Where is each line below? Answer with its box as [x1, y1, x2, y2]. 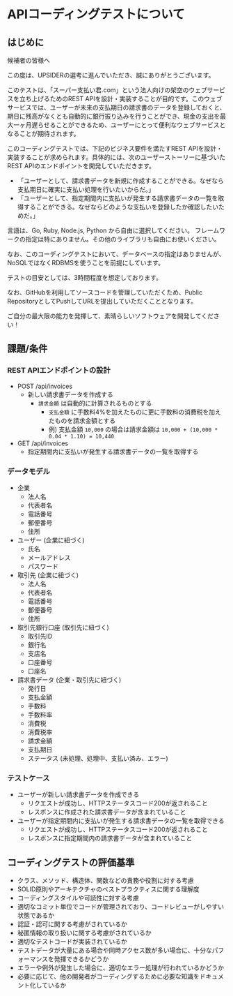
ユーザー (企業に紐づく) [17, 535, 85, 544]
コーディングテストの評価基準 [7, 856, 135, 868]
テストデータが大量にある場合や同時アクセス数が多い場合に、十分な [17, 946, 212, 955]
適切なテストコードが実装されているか [17, 937, 127, 946]
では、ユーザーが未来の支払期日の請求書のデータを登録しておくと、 [31, 103, 226, 112]
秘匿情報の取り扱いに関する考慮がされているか [17, 929, 152, 937]
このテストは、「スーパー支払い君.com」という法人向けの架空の [7, 86, 189, 94]
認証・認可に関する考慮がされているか [17, 920, 127, 928]
